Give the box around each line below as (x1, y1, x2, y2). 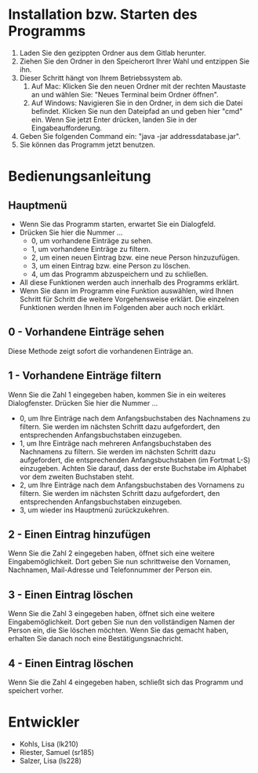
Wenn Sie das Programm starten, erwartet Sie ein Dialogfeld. (19, 219, 216, 228)
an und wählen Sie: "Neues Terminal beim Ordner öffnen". (31, 89, 219, 99)
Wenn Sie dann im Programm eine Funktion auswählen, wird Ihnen (19, 286, 234, 295)
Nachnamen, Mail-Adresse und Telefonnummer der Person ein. (8, 565, 213, 574)
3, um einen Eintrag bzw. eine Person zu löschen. (31, 261, 191, 270)
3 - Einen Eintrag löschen (8, 588, 133, 601)
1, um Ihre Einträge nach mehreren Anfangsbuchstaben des (19, 438, 212, 448)
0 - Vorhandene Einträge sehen (8, 326, 165, 339)
